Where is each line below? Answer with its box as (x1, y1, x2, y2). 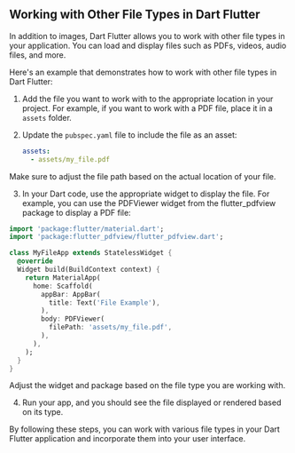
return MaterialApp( (25, 273, 101, 282)
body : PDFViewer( (41, 314, 105, 323)
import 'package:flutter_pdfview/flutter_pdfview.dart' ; (9, 233, 224, 242)
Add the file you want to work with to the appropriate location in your (21, 93, 274, 104)
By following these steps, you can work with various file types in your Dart (9, 424, 281, 434)
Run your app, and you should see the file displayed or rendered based (21, 397, 282, 408)
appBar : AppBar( (41, 290, 101, 298)
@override (17, 257, 53, 266)
